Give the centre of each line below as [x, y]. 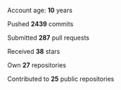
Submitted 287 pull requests [49, 38]
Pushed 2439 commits [40, 24]
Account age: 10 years [40, 10]
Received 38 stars [34, 51]
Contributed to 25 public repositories [61, 79]
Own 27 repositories [37, 65]
